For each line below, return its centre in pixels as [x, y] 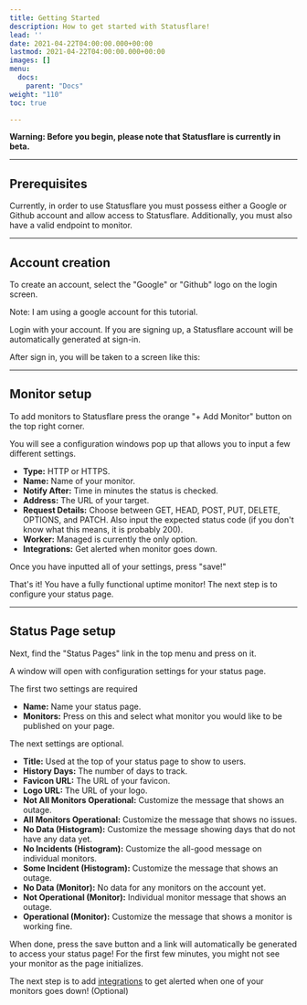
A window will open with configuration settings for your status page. [138, 671]
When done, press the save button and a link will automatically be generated [153, 944]
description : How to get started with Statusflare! [110, 26]
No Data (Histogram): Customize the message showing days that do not [159, 829]
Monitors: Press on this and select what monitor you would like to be [153, 716]
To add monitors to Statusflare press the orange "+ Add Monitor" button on [151, 416]
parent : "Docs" [55, 86]
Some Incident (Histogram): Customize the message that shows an [150, 868]
